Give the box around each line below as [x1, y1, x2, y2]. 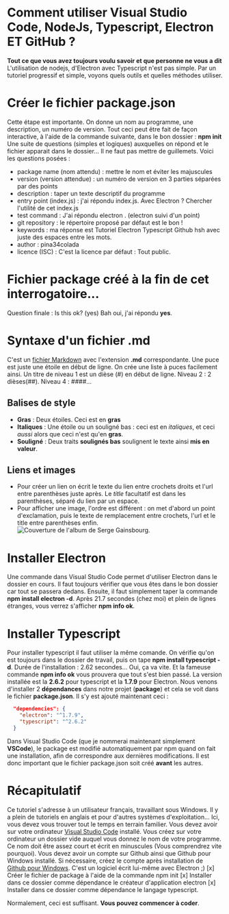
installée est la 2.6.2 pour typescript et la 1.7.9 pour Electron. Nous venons [7, 678, 217, 686]
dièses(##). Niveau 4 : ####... [7, 377, 92, 385]
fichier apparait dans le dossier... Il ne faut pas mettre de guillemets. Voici [7, 147, 214, 155]
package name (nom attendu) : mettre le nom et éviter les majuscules [16, 167, 213, 175]
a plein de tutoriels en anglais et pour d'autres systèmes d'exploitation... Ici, [7, 813, 220, 821]
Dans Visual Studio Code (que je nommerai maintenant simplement [7, 737, 196, 745]
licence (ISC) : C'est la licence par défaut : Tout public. [16, 247, 171, 256]
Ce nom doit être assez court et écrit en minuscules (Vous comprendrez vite [7, 841, 222, 850]
